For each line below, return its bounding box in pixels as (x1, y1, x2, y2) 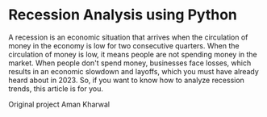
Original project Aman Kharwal (8, 99, 111, 109)
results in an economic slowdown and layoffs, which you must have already (8, 66, 260, 76)
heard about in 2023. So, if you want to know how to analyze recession (8, 75, 244, 85)
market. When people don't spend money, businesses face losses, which (8, 58, 252, 68)
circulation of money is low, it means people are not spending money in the (8, 49, 258, 59)
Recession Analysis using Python (8, 6, 238, 24)
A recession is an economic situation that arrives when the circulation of (8, 32, 248, 42)
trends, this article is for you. (8, 83, 103, 94)
